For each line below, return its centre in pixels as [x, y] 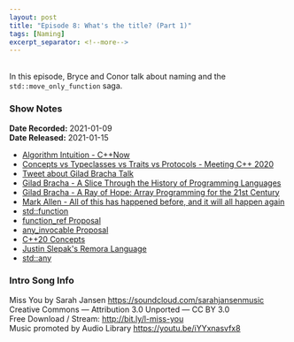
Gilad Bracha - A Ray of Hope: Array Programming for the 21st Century [151, 192]
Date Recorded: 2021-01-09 [61, 128]
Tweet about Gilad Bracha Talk [78, 173]
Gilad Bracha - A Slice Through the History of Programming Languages [151, 183]
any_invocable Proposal [65, 230]
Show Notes [36, 109]
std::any [37, 258]
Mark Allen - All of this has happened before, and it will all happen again [153, 201]
